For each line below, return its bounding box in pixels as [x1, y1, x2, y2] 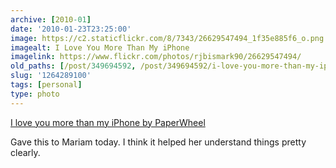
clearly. [10, 146, 41, 158]
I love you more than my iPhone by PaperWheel [10, 116, 206, 128]
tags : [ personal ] [10, 80, 83, 90]
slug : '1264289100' [10, 71, 92, 81]
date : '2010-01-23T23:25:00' [10, 24, 132, 34]
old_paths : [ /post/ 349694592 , [10, 61, 137, 71]
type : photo [10, 89, 60, 99]
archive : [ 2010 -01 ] [10, 14, 92, 25]
